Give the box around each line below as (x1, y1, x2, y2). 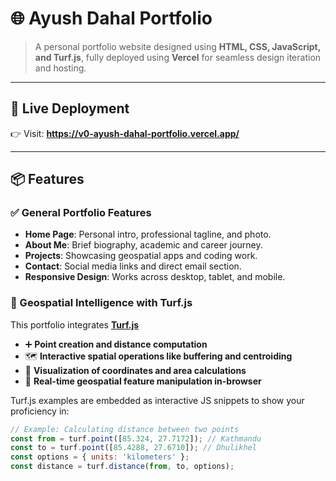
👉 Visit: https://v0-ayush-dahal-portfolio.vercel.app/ (10, 127, 240, 139)
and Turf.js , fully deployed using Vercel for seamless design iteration (34, 51, 322, 63)
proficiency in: (10, 405, 70, 417)
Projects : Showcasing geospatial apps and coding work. (24, 250, 258, 262)
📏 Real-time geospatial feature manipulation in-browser (24, 375, 262, 387)
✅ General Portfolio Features (10, 206, 152, 220)
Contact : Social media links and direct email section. (24, 260, 242, 272)
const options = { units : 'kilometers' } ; (10, 452, 190, 462)
